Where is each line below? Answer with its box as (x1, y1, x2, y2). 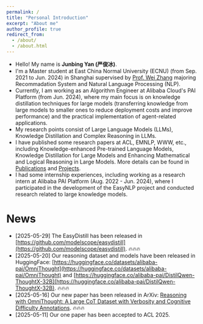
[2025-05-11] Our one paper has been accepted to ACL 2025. (15, 311, 171, 318)
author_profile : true (6, 26, 62, 32)
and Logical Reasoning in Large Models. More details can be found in (15, 158, 190, 165)
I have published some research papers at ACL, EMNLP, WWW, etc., (15, 139, 187, 146)
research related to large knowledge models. (15, 190, 128, 198)
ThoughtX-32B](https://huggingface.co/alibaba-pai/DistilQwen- (15, 278, 176, 285)
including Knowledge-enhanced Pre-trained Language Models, (15, 145, 174, 153)
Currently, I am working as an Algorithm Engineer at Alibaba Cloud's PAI (15, 87, 196, 94)
